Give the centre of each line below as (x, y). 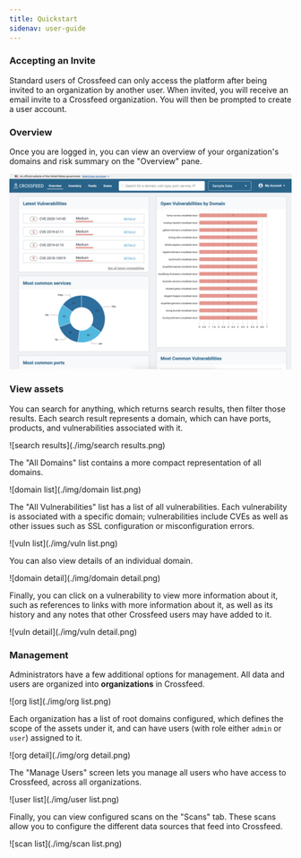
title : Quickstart (43, 19)
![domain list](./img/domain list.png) (75, 490)
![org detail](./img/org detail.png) (70, 755)
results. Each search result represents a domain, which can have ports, (140, 418)
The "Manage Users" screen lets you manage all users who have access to (148, 773)
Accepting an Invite (52, 61)
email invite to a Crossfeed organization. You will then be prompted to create (150, 100)
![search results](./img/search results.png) (87, 445)
